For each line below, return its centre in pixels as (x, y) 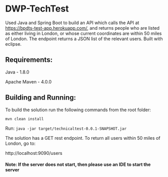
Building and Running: (41, 98)
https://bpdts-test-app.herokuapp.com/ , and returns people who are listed (82, 28)
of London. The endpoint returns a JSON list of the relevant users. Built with (84, 39)
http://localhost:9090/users (34, 153)
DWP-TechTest (37, 9)
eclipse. (13, 44)
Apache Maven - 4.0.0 (29, 81)
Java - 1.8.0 (17, 72)
